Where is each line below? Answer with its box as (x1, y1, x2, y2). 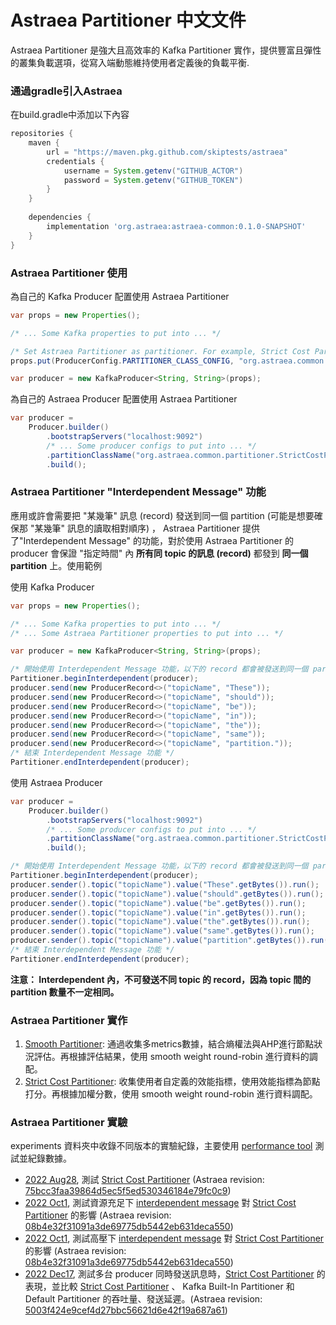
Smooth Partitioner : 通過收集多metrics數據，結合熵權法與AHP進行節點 (24, 1038, 315, 1050)
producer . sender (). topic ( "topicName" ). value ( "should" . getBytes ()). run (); (10, 889, 325, 899)
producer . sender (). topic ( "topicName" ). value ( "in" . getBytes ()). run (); (10, 907, 307, 918)
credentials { (46, 156, 105, 166)
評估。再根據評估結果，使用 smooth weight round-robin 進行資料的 (33, 1051, 310, 1063)
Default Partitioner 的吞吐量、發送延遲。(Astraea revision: (24, 1293, 263, 1305)
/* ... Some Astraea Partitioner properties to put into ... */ (10, 628, 284, 638)
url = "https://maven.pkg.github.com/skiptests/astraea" (46, 147, 288, 157)
